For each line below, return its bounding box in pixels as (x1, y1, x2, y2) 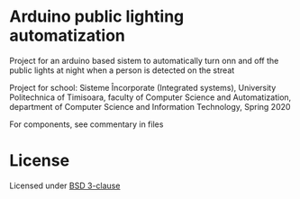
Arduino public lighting (9, 6, 185, 27)
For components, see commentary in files (9, 119, 164, 130)
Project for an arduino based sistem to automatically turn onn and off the (9, 55, 279, 66)
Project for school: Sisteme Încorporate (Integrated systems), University (9, 82, 277, 93)
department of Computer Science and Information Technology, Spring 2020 (9, 101, 291, 112)
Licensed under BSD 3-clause (9, 180, 121, 191)
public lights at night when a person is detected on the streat (9, 65, 235, 76)
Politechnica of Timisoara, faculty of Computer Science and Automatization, (9, 92, 292, 103)
